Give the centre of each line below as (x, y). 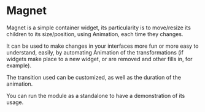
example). (19, 65)
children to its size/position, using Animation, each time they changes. (95, 34)
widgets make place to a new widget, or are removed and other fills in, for (99, 59)
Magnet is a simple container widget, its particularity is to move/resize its (99, 28)
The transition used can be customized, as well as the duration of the (94, 77)
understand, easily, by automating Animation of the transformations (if (95, 52)
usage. (15, 102)
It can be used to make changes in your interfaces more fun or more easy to (102, 46)
